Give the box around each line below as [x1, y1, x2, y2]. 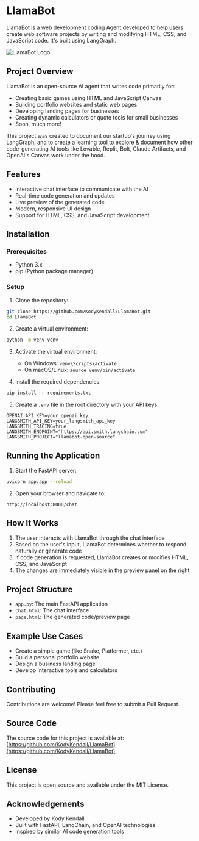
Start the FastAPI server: [15, 467, 77, 474]
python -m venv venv [6, 337, 59, 343]
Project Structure [6, 584, 73, 595]
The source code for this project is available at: [6, 734, 124, 742]
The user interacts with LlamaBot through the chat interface [15, 534, 166, 542]
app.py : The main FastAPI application [15, 600, 108, 607]
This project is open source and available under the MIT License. [6, 781, 169, 789]
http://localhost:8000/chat [6, 501, 78, 507]
